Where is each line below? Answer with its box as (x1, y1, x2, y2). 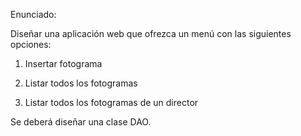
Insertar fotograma (24, 58, 103, 69)
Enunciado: (10, 9, 57, 20)
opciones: (10, 39, 52, 50)
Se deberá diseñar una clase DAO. (10, 116, 152, 128)
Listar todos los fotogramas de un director (24, 97, 199, 108)
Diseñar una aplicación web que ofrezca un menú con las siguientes (10, 28, 292, 39)
